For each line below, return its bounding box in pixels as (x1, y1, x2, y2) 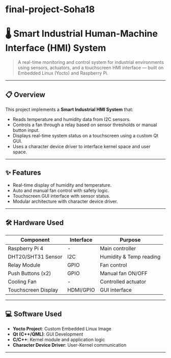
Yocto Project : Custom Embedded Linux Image (12, 326, 111, 332)
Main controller (100, 245, 136, 252)
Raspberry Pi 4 (8, 245, 44, 252)
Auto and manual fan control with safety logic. (12, 187, 109, 194)
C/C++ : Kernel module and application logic (12, 337, 105, 343)
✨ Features (5, 169, 41, 177)
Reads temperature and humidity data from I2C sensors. (12, 116, 131, 122)
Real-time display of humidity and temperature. (12, 182, 112, 188)
